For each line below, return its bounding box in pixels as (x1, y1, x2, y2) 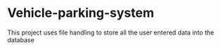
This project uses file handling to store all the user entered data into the (7, 28, 215, 37)
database (7, 35, 35, 44)
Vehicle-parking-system (7, 5, 155, 21)
